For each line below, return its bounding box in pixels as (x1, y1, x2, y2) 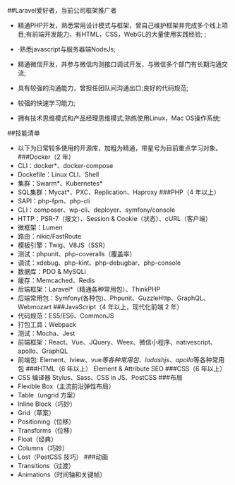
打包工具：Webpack (17, 321, 76, 328)
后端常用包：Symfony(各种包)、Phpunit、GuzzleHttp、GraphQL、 (17, 294, 210, 302)
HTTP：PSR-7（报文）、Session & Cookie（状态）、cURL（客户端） (17, 215, 212, 222)
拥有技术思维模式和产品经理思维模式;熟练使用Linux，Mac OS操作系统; (17, 114, 221, 122)
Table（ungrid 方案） (17, 391, 80, 399)
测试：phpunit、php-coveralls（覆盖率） (17, 250, 136, 258)
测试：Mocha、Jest (17, 329, 76, 337)
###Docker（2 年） (17, 152, 76, 161)
